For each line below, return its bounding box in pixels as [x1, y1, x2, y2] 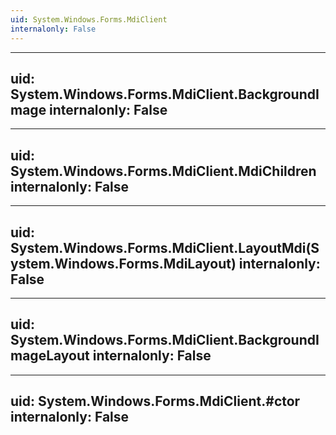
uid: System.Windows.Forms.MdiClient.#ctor [10, 393, 301, 410]
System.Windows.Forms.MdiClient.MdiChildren [10, 162, 317, 180]
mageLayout [10, 347, 90, 365]
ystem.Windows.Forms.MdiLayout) [10, 255, 237, 272]
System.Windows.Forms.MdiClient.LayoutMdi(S [10, 239, 320, 256]
